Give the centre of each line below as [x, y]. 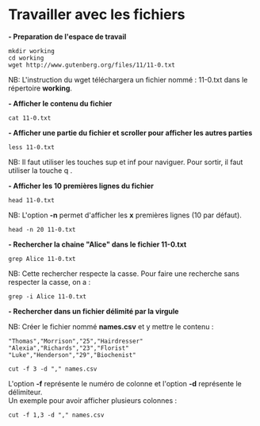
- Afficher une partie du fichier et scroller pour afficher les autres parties [130, 132]
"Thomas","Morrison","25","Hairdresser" [76, 341]
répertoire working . [40, 88]
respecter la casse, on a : [50, 282]
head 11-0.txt [32, 200]
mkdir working [32, 51]
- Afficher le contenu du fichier [60, 103]
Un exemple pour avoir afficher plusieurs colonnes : [93, 400]
